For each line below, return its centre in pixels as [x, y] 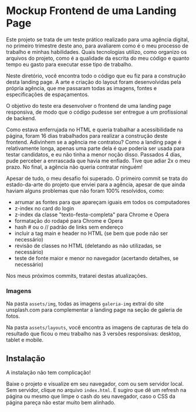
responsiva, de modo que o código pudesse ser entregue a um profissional [97, 112]
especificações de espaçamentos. [48, 94]
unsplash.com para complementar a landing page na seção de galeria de [94, 310]
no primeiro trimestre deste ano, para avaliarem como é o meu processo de [97, 46]
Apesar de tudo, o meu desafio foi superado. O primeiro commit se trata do [97, 178]
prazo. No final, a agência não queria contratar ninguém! [74, 167]
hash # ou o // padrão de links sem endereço [69, 227]
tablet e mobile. [25, 340]
